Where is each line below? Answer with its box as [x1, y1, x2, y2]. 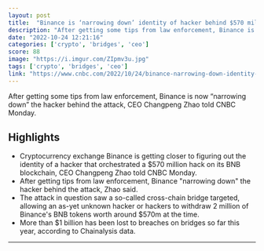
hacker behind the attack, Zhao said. [19, 185, 138, 195]
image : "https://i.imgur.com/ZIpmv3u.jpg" [8, 56, 149, 64]
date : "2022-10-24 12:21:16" [8, 33, 104, 42]
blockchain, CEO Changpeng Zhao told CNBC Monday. [19, 168, 198, 177]
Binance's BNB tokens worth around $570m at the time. [19, 209, 200, 220]
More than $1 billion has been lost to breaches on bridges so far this [19, 218, 240, 227]
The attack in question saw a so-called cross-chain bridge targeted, [19, 193, 240, 202]
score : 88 [8, 48, 41, 56]
